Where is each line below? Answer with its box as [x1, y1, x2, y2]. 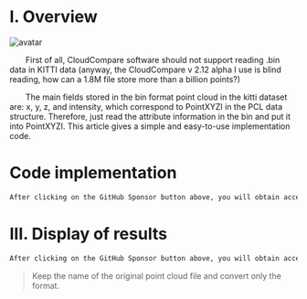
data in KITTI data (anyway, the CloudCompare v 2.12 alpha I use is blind [9, 64, 281, 75]
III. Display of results [9, 223, 167, 244]
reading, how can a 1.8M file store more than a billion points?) [9, 73, 240, 84]
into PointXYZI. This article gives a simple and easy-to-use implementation [9, 121, 291, 132]
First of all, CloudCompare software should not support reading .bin [26, 54, 281, 65]
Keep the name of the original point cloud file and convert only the [31, 270, 281, 281]
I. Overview [9, 6, 98, 27]
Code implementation [9, 163, 177, 184]
